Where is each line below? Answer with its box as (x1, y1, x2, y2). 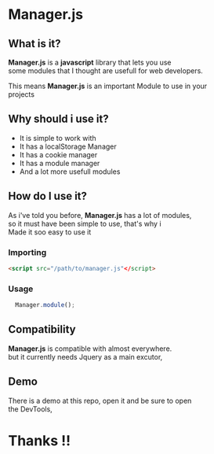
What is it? (8, 37, 61, 50)
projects (8, 90, 35, 99)
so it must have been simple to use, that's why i (8, 219, 162, 228)
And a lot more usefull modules (19, 167, 121, 176)
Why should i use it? (8, 113, 109, 126)
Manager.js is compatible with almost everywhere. (8, 344, 172, 353)
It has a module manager (19, 158, 100, 168)
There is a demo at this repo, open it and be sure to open (8, 396, 192, 405)
